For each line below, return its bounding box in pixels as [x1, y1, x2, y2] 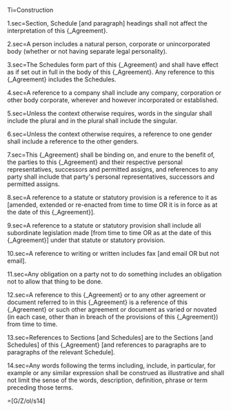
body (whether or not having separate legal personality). [7, 48, 168, 55]
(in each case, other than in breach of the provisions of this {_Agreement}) [7, 313, 219, 321]
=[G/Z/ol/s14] [7, 397, 46, 405]
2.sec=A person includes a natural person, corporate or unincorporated [7, 40, 210, 48]
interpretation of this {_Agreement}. [7, 27, 108, 34]
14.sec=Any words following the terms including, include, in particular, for [7, 361, 216, 370]
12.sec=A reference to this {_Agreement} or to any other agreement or [7, 291, 206, 299]
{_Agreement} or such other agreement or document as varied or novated [7, 305, 217, 313]
